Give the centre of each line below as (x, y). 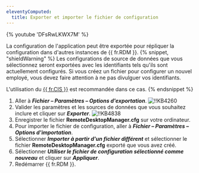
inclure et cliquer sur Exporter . (52, 113)
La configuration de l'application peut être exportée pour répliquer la (90, 46)
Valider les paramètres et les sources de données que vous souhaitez (100, 107)
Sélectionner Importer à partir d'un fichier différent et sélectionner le (101, 138)
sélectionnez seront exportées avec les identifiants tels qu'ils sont (87, 65)
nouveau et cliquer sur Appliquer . (57, 157)
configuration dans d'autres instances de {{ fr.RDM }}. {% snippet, (87, 52)
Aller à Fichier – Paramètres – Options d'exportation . (81, 101)
